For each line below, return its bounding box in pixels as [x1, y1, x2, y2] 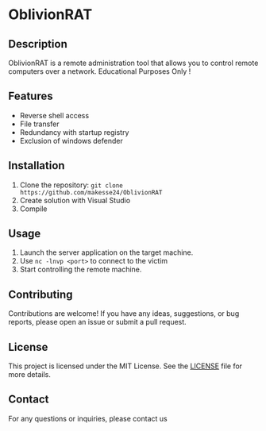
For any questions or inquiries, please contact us [8, 414, 168, 423]
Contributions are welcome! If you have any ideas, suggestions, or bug [8, 309, 240, 318]
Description [8, 37, 67, 51]
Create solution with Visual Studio [19, 195, 131, 205]
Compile [19, 204, 48, 214]
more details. [8, 370, 52, 379]
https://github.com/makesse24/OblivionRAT [19, 188, 163, 196]
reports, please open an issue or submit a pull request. [8, 317, 187, 327]
